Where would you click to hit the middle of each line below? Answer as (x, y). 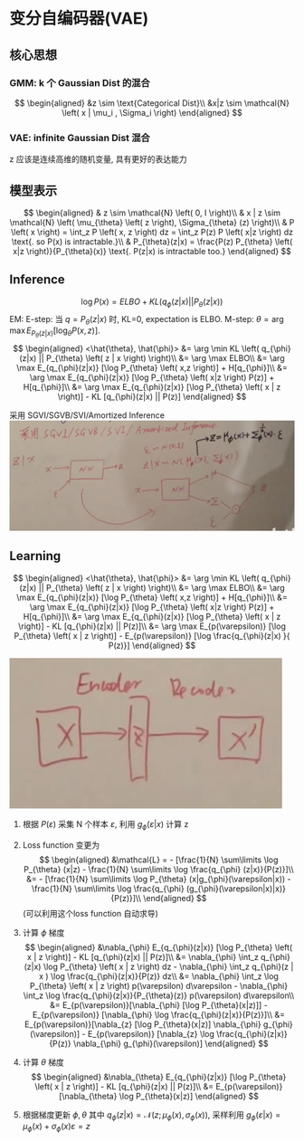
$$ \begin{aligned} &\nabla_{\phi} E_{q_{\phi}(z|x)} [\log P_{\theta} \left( (159, 947)
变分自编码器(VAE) (79, 19)
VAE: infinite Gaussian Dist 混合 (80, 138)
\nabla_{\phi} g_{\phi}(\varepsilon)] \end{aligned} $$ (171, 1043)
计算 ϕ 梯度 (43, 932)
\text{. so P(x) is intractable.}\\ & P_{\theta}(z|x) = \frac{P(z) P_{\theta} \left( (152, 242)
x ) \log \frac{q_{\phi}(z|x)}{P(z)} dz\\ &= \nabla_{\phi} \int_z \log (159, 976)
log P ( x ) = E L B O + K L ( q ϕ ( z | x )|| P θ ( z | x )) (152, 302)
